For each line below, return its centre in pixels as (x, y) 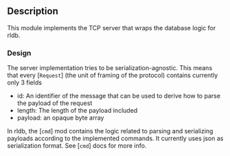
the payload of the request (55, 103)
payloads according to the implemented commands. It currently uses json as (115, 138)
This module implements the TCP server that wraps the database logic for (112, 27)
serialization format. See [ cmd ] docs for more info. (77, 146)
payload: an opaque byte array (60, 118)
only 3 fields (25, 82)
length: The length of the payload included (77, 111)
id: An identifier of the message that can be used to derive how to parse (119, 96)
